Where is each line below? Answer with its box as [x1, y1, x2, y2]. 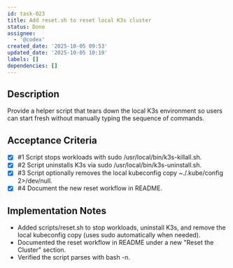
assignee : [7, 29, 36, 37]
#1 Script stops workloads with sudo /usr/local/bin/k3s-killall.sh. [17, 153, 202, 162]
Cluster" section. [17, 246, 66, 254]
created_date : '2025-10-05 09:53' [7, 43, 108, 50]
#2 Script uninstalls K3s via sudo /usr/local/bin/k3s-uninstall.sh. [17, 161, 202, 169]
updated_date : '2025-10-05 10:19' [7, 50, 108, 57]
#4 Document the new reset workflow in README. [17, 184, 163, 192]
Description [7, 88, 59, 100]
